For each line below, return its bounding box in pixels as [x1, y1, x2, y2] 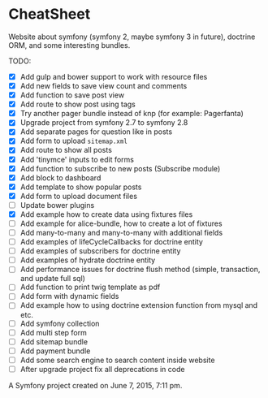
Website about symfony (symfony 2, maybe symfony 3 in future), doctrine [8, 32, 256, 41]
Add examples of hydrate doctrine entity [19, 255, 156, 265]
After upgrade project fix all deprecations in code [19, 364, 185, 374]
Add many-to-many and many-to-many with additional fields [19, 228, 223, 237]
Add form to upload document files [19, 191, 138, 201]
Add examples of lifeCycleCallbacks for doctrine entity [19, 237, 203, 247]
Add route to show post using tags [19, 99, 136, 110]
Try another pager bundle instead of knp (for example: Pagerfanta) [19, 109, 244, 119]
